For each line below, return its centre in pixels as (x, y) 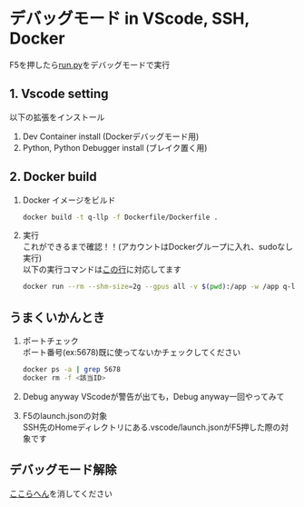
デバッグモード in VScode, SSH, (129, 19)
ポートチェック (50, 341)
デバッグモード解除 (63, 470)
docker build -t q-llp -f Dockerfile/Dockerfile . (120, 217)
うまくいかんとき (57, 318)
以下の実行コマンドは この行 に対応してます (102, 270)
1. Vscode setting (59, 94)
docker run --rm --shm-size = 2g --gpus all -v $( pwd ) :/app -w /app (151, 287)
